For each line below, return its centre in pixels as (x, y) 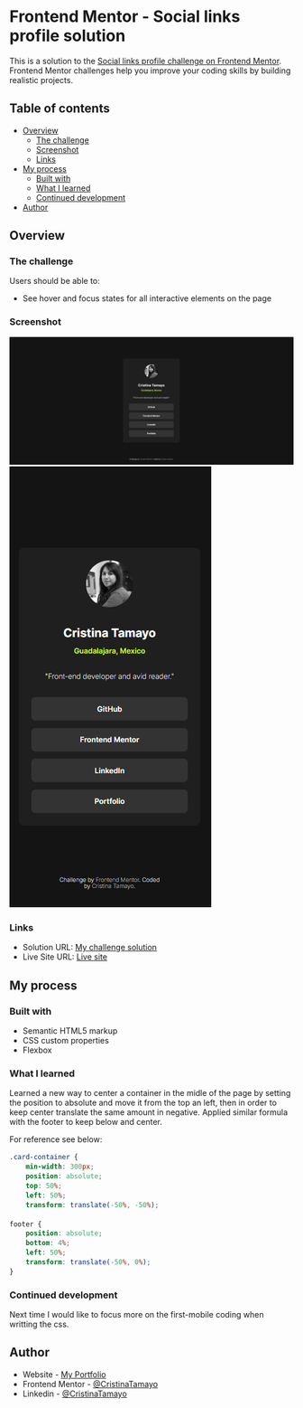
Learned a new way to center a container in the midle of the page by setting (150, 1093)
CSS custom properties (66, 1041)
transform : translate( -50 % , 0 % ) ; (88, 1262)
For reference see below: (56, 1139)
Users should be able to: (55, 281)
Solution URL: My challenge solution (90, 948)
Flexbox (37, 1050)
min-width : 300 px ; (60, 1167)
